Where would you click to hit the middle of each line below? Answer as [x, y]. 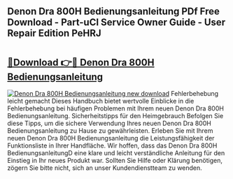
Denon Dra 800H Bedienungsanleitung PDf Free [114, 12]
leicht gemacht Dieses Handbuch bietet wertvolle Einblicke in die [101, 101]
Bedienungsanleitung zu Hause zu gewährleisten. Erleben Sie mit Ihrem [110, 131]
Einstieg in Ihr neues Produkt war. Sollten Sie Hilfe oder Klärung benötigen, [115, 160]
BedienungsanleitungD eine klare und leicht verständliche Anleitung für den [116, 153]
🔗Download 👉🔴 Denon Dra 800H [81, 62]
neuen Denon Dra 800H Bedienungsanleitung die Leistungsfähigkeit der [111, 138]
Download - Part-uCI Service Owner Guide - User [116, 23]
